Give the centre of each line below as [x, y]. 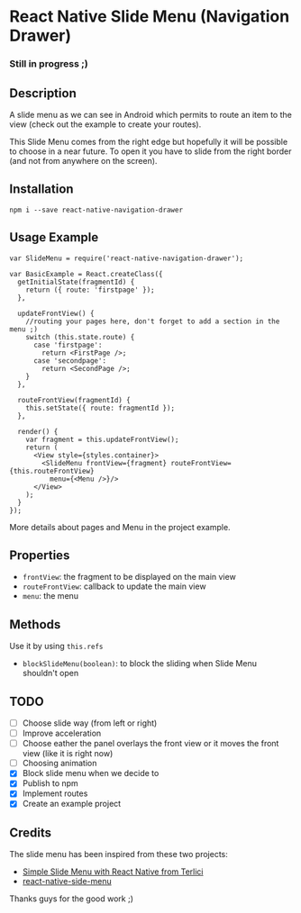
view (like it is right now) [68, 754]
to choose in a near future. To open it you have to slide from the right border [150, 151]
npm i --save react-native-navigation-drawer [96, 210]
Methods [35, 624]
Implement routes [55, 793]
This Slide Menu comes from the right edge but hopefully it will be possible [149, 141]
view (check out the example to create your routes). [105, 124]
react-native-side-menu [67, 881]
